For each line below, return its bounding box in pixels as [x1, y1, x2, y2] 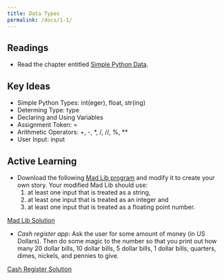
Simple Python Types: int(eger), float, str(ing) [17, 99, 146, 107]
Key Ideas [7, 80, 50, 92]
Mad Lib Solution [7, 216, 55, 224]
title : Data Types [7, 10, 60, 17]
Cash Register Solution [7, 265, 72, 273]
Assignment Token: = [17, 121, 78, 129]
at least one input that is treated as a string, [27, 188, 151, 197]
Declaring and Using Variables [17, 113, 103, 121]
